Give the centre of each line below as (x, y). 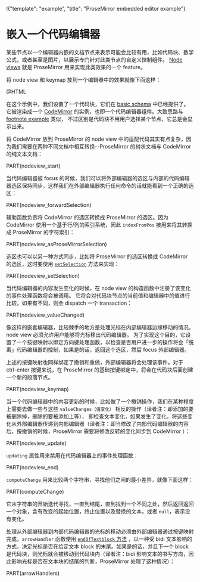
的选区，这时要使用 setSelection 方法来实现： (63, 264)
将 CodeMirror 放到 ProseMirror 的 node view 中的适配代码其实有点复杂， (96, 139)
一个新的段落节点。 (30, 377)
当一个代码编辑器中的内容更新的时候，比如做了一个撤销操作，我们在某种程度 (100, 401)
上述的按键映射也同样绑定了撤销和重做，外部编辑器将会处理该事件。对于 (95, 362)
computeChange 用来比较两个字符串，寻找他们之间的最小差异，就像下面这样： (100, 479)
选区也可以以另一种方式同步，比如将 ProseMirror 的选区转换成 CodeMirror (97, 256)
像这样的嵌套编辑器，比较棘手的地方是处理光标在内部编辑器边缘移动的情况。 (100, 327)
